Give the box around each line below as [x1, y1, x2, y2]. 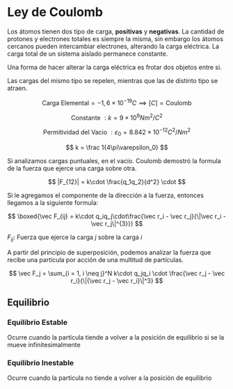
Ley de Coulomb [7, 4, 103, 20]
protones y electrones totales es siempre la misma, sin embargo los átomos [7, 34, 224, 43]
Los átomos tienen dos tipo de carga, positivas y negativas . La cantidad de [7, 27, 225, 36]
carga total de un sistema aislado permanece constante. [7, 49, 168, 58]
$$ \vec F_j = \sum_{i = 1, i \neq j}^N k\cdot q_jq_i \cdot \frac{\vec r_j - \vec [8, 269, 225, 277]
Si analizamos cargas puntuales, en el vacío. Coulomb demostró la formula [7, 156, 221, 165]
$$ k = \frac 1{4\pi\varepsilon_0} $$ [65, 143, 168, 151]
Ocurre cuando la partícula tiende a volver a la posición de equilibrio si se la [7, 333, 225, 342]
